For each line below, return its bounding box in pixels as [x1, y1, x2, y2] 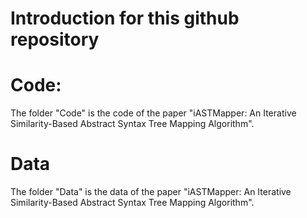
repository [10, 28, 100, 51]
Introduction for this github [10, 7, 240, 30]
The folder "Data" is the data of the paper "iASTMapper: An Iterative [10, 186, 292, 198]
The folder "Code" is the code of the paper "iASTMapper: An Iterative [10, 107, 297, 119]
